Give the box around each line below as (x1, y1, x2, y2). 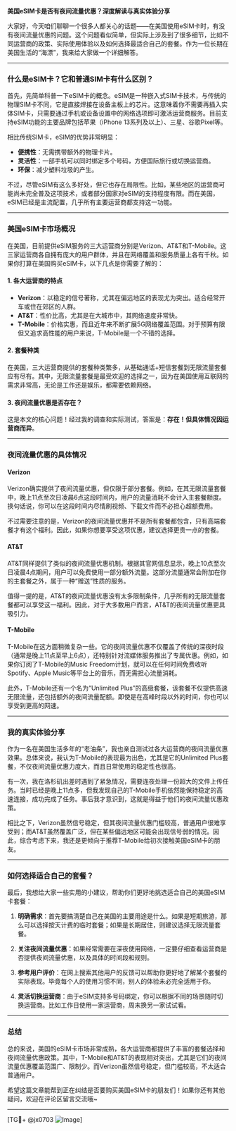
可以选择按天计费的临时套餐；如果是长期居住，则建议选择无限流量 (23, 921, 215, 929)
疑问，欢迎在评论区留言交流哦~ (7, 1094, 98, 1103)
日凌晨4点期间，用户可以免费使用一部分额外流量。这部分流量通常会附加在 (7, 567, 221, 576)
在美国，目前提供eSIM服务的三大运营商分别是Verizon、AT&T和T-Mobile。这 (7, 241, 227, 249)
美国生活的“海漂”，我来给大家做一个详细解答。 (7, 49, 143, 56)
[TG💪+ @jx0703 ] (7, 1115, 83, 1123)
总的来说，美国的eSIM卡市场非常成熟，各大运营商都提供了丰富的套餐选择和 (7, 1044, 225, 1053)
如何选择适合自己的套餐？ (7, 870, 94, 880)
